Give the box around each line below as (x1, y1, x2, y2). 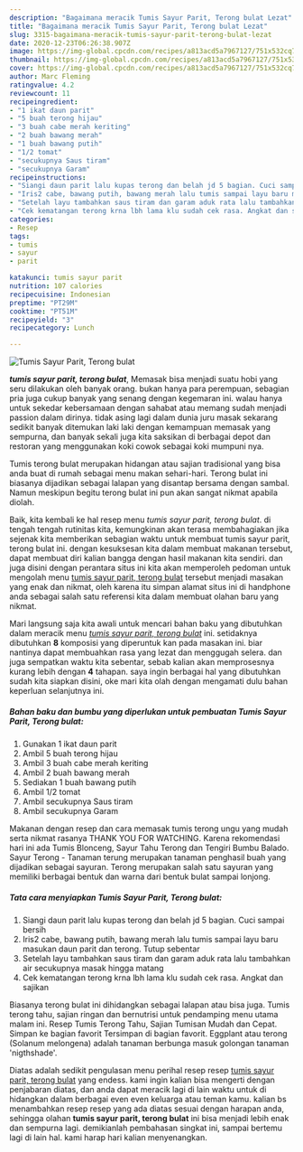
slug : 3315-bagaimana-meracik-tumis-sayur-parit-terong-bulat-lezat (9, 30, 272, 39)
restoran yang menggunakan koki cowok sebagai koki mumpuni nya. (9, 441, 264, 452)
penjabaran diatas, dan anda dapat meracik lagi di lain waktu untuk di (9, 1084, 267, 1095)
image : (9, 47, 34, 56)
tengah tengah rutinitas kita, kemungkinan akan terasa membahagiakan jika (9, 524, 289, 535)
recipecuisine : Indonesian (9, 290, 111, 299)
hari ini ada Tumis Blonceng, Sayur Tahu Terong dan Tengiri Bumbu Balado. (9, 842, 289, 854)
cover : (9, 64, 34, 73)
